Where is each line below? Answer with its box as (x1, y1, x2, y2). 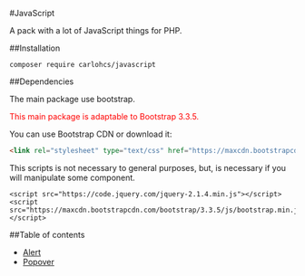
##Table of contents (9, 229, 85, 240)
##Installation (9, 43, 61, 53)
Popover (22, 256, 54, 267)
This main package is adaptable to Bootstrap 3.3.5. (9, 111, 200, 121)
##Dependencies (9, 76, 74, 87)
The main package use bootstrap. (9, 94, 136, 104)
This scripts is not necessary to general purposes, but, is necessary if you (9, 162, 287, 173)
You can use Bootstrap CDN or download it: (9, 128, 172, 139)
